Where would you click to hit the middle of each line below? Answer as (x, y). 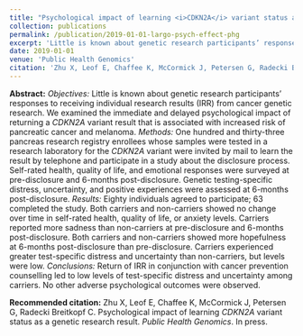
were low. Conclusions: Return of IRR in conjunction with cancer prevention (149, 266)
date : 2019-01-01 (42, 51)
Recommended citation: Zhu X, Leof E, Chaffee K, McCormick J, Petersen (148, 302)
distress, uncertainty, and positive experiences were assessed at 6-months (149, 189)
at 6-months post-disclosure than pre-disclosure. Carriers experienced (142, 246)
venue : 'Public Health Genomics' (72, 59)
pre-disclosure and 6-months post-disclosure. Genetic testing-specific (141, 179)
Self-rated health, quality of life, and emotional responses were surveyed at (150, 170)
